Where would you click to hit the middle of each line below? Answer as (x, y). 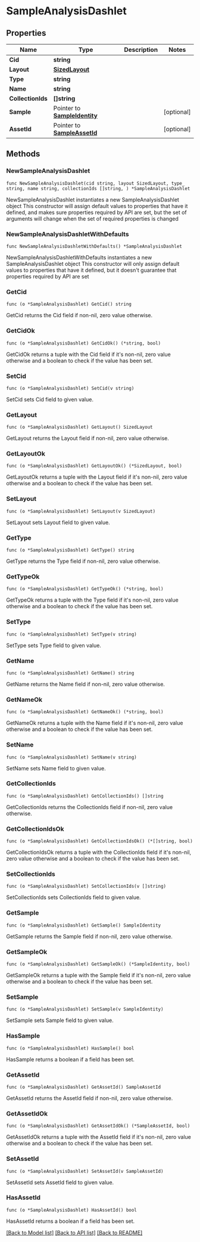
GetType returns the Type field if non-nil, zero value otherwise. (83, 561)
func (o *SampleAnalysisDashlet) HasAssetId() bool (71, 1210)
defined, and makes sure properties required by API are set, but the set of (97, 212)
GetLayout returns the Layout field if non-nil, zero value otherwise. (88, 438)
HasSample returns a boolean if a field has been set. (71, 1059)
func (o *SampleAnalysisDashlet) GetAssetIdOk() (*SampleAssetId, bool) (98, 1126)
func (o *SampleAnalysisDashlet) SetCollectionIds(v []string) (86, 887)
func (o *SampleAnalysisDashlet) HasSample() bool (70, 1048)
